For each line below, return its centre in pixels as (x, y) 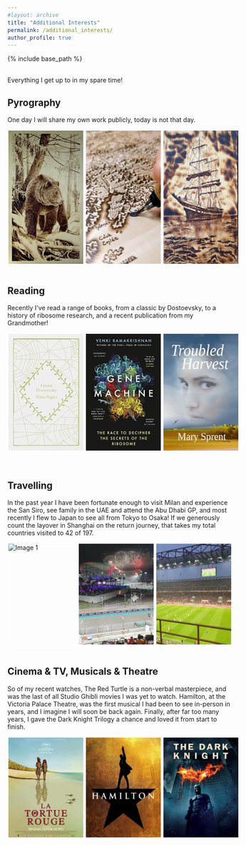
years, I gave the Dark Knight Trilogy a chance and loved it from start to (112, 719)
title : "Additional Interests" (54, 22)
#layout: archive (33, 15)
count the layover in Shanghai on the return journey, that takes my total (112, 525)
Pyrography (34, 102)
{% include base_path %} (45, 59)
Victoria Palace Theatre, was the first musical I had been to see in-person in (119, 704)
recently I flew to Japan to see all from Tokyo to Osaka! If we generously (114, 518)
